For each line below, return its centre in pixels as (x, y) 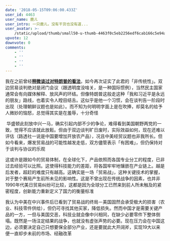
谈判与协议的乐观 (27, 149)
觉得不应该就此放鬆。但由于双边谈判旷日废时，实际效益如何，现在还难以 (89, 130)
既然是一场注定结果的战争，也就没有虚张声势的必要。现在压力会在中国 (87, 221)
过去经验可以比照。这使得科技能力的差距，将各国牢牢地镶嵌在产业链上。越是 (85, 166)
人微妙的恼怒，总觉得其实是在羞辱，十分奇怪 (52, 113)
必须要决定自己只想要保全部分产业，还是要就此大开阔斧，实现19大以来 (87, 227)
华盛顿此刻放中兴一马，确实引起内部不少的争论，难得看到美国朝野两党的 (82, 124)
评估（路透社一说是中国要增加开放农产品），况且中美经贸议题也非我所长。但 (84, 136)
